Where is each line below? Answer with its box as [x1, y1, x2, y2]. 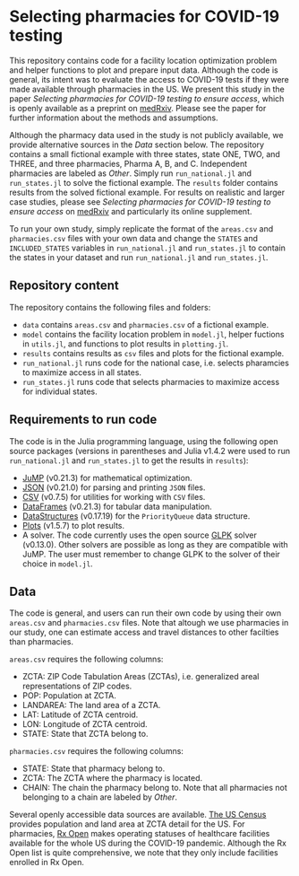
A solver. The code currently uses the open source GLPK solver [21, 530, 257, 540]
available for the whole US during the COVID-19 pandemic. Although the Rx [9, 837, 286, 849]
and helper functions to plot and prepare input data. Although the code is [9, 65, 279, 75]
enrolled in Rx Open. [9, 857, 85, 868]
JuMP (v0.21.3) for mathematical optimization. [21, 472, 192, 483]
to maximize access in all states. [21, 366, 141, 378]
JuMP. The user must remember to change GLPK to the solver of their [21, 548, 280, 559]
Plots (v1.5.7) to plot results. [21, 520, 125, 530]
